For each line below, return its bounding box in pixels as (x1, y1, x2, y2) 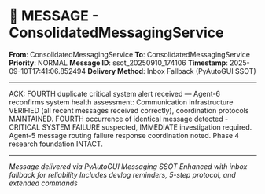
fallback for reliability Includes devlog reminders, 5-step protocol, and (9, 170, 237, 179)
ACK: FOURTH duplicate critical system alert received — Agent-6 (9, 89, 221, 98)
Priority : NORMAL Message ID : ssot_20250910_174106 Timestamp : (9, 58, 229, 68)
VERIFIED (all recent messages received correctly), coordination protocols (9, 105, 249, 115)
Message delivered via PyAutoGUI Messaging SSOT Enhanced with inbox (9, 161, 248, 171)
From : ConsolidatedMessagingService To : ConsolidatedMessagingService (9, 49, 251, 59)
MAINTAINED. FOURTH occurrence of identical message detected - (9, 114, 229, 123)
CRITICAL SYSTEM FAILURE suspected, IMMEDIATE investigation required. (9, 122, 252, 132)
